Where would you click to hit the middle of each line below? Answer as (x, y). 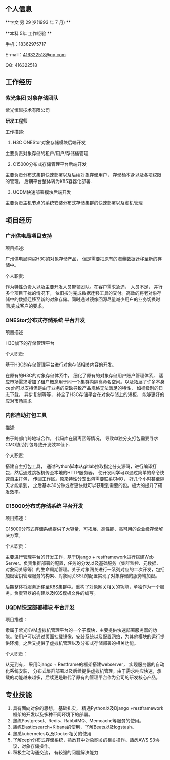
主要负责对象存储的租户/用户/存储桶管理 (47, 153)
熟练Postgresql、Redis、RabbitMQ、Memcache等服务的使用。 (78, 721)
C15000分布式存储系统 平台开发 (44, 506)
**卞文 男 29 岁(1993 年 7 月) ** (38, 22)
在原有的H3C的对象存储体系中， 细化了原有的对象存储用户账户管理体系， (81, 376)
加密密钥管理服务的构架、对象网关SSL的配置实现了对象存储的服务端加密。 (82, 576)
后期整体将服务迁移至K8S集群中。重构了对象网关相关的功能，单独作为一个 (83, 587)
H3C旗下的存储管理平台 (30, 343)
